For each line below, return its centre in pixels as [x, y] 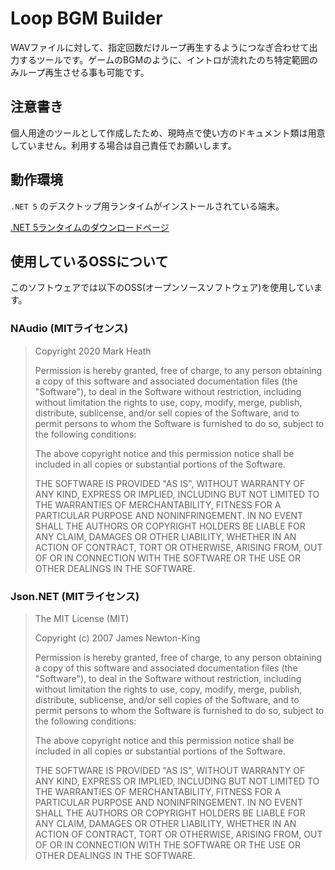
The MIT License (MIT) [82, 618]
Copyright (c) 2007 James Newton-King [117, 638]
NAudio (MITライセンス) [69, 329]
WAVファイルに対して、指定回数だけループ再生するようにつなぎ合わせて [160, 47]
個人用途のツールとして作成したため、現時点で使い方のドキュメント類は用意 [168, 133]
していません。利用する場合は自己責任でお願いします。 [123, 145]
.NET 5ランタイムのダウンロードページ [90, 227]
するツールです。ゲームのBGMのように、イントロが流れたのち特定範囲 [164, 59]
